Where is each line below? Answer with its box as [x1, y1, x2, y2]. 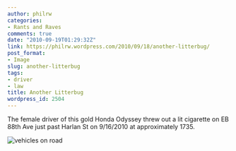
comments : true [7, 30, 52, 37]
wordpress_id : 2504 [7, 96, 65, 103]
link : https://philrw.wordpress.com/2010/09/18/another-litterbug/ [7, 43, 211, 50]
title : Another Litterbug [7, 89, 83, 96]
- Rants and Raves [7, 23, 61, 30]
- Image [7, 56, 30, 64]
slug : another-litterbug [7, 63, 81, 70]
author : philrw [7, 10, 52, 18]
